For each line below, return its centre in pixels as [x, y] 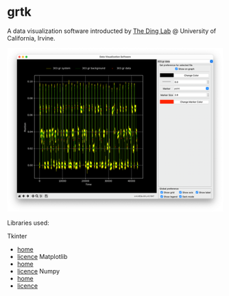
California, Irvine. [31, 38]
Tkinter [17, 236]
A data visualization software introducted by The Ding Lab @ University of [112, 31]
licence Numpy [38, 271]
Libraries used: [28, 223]
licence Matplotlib [42, 256]
